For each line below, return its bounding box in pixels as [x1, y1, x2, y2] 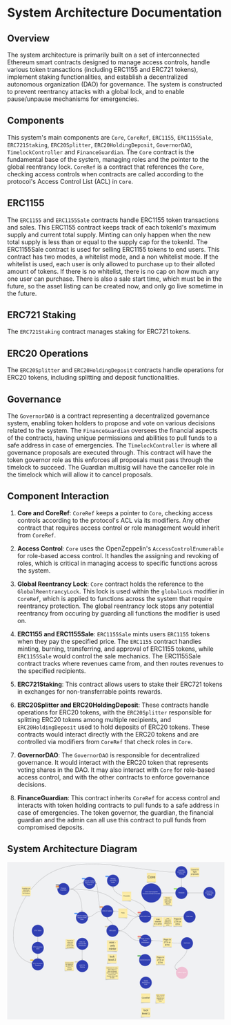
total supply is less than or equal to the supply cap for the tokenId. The [7, 237, 208, 246]
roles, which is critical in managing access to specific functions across [17, 559, 219, 567]
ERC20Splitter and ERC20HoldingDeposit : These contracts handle [17, 701, 209, 709]
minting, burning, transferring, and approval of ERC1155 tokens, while [17, 645, 214, 653]
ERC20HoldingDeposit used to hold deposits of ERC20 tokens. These [17, 723, 210, 731]
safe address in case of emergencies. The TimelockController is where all [7, 441, 218, 450]
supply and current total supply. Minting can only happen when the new [7, 230, 212, 239]
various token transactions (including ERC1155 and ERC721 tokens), [7, 66, 199, 73]
